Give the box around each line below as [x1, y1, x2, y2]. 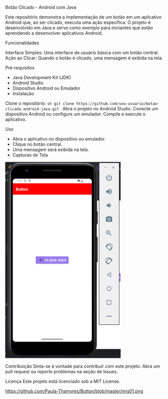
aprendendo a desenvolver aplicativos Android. [5, 30, 103, 36]
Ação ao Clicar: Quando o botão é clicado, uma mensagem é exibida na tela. [5, 55, 163, 61]
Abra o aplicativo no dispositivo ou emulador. [12, 136, 106, 142]
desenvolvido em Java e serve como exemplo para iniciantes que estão [5, 25, 153, 31]
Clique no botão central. [12, 141, 63, 147]
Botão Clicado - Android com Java [5, 5, 77, 10]
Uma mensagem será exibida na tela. [12, 147, 89, 153]
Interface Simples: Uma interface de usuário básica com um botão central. [5, 50, 159, 55]
